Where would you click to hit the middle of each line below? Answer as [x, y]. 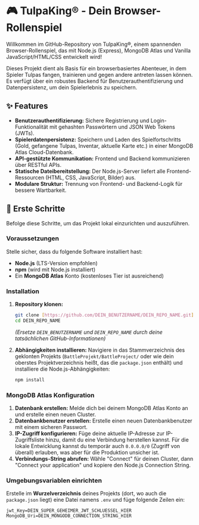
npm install [29, 380]
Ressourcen [29, 177]
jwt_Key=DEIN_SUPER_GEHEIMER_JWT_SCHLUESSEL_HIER [69, 511]
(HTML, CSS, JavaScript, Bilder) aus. [91, 177]
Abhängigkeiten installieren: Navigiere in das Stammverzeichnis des [100, 350]
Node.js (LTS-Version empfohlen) [56, 263]
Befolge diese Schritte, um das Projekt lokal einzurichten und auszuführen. [98, 223]
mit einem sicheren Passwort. [51, 427]
